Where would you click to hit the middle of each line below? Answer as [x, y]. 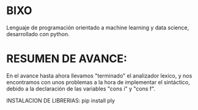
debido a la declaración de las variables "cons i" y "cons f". [81, 89]
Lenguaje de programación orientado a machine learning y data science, [98, 28]
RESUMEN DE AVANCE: [67, 59]
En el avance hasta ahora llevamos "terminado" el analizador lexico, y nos [99, 75]
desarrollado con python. [38, 34]
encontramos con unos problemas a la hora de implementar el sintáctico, [98, 82]
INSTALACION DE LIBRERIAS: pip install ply [61, 100]
